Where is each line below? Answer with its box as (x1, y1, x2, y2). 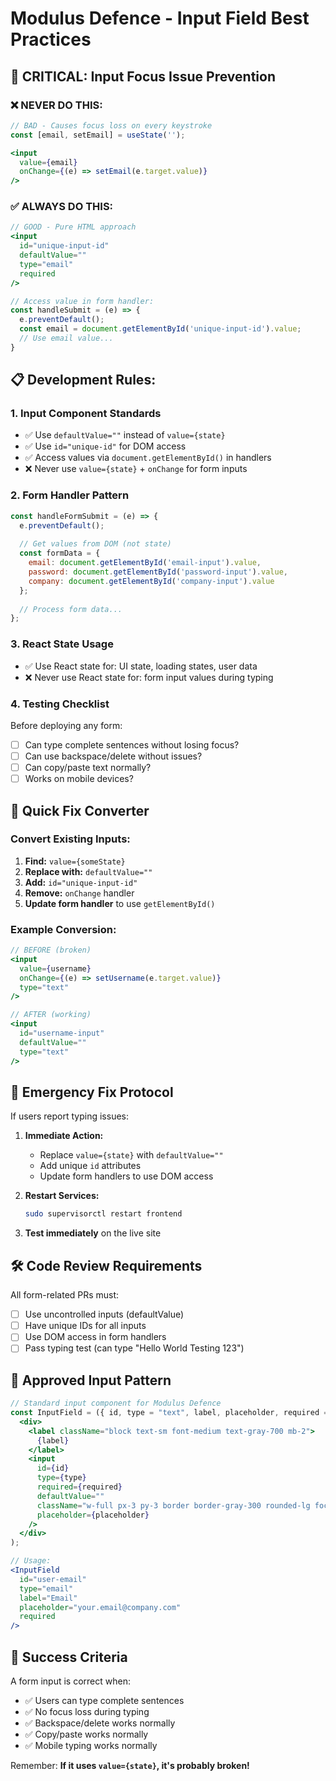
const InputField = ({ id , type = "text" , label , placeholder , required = (10, 1408, 329, 1418)
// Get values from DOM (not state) (19, 539, 172, 549)
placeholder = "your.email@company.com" (19, 1602, 182, 1612)
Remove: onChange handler (24, 887, 135, 899)
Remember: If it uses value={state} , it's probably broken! (10, 1759, 250, 1771)
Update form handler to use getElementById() (24, 897, 216, 909)
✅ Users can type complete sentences (24, 1694, 185, 1706)
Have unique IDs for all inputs (24, 1320, 147, 1332)
